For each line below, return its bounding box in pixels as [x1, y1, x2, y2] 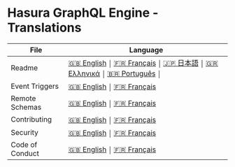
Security [10, 127, 38, 137]
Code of [10, 140, 38, 150]
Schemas [10, 102, 42, 112]
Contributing [10, 114, 52, 124]
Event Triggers [10, 81, 59, 91]
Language [129, 45, 164, 55]
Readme [10, 63, 38, 73]
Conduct [10, 148, 40, 158]
